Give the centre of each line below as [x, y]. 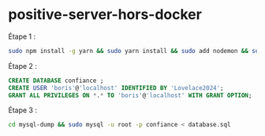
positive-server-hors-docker [105, 15]
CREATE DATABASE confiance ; [56, 81]
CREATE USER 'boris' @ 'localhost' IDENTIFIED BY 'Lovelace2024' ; [116, 88]
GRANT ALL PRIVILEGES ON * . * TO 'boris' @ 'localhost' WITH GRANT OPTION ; [130, 95]
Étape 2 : [23, 66]
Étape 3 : [23, 110]
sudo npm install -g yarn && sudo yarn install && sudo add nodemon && [128, 51]
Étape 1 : [22, 36]
